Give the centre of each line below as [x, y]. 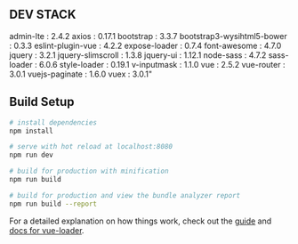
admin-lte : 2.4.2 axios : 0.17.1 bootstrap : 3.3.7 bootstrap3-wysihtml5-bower [148, 36]
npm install [31, 131]
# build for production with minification [89, 171]
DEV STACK [43, 15]
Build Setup [42, 102]
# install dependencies [53, 122]
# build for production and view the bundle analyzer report [125, 195]
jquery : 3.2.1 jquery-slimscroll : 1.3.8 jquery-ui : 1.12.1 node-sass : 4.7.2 [138, 55]
